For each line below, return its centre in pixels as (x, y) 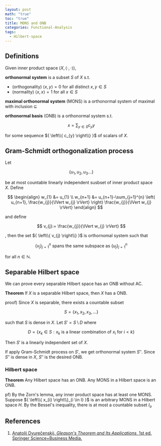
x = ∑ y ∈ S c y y (81, 126)
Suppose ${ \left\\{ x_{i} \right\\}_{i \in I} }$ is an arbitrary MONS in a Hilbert (80, 400)
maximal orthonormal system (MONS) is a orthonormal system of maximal (80, 101)
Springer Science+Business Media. (47, 438)
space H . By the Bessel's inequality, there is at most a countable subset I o (79, 406)
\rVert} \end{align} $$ (81, 207)
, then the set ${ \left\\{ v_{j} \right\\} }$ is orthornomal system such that (77, 236)
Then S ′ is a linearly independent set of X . (47, 342)
